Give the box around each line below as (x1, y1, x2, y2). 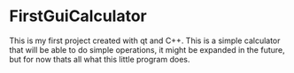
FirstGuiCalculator (9, 6, 148, 26)
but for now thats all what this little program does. (9, 54, 190, 64)
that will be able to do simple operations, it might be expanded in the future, (9, 44, 285, 55)
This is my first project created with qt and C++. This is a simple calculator (9, 35, 281, 46)
